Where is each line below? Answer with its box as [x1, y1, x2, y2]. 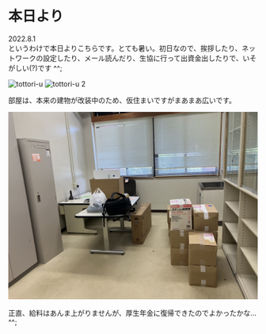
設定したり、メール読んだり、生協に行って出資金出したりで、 [42, 53, 243, 63]
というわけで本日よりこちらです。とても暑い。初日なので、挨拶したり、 [8, 43, 242, 52]
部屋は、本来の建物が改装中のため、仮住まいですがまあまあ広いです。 [8, 95, 236, 105]
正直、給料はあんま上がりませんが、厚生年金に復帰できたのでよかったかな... [8, 308, 257, 317]
